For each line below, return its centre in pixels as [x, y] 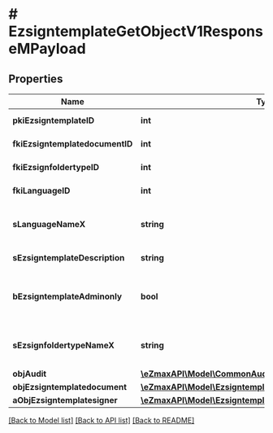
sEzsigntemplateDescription [69, 258]
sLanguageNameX [49, 224]
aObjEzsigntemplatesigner [65, 400]
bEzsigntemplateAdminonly [67, 296]
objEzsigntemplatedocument [70, 387]
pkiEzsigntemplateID [54, 120]
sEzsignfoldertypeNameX [64, 345]
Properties [36, 79]
